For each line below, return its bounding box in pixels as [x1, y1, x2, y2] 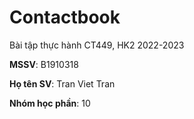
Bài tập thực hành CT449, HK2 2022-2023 [9, 39, 185, 51]
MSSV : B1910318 [9, 58, 79, 70]
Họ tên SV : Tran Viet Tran [9, 77, 116, 90]
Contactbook [9, 6, 121, 29]
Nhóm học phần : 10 [9, 97, 91, 109]
